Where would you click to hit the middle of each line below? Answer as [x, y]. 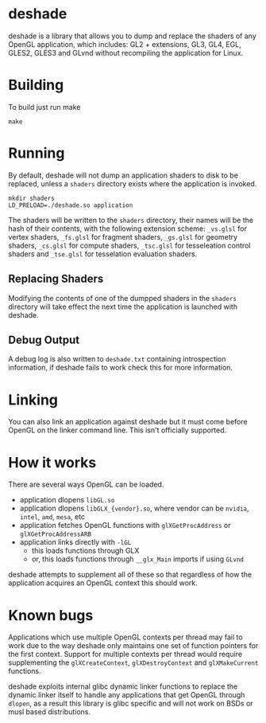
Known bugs [51, 615]
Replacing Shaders [56, 279]
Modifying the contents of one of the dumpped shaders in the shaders [122, 298]
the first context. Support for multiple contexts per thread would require [125, 655]
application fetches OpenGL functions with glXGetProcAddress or [125, 526]
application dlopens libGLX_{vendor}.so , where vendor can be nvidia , [134, 508]
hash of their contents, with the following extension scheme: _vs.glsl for [128, 229]
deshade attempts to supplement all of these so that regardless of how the [130, 575]
